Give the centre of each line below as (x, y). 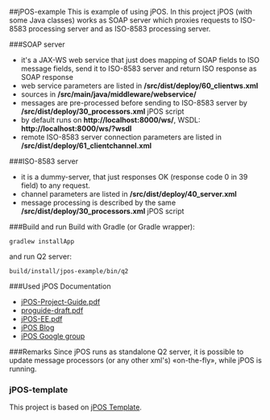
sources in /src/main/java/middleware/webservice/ (108, 94)
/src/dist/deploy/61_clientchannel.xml (86, 146)
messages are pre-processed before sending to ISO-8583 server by (134, 103)
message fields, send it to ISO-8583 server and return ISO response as (139, 69)
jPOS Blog (37, 327)
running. (23, 369)
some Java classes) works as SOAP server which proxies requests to (124, 20)
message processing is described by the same (98, 202)
